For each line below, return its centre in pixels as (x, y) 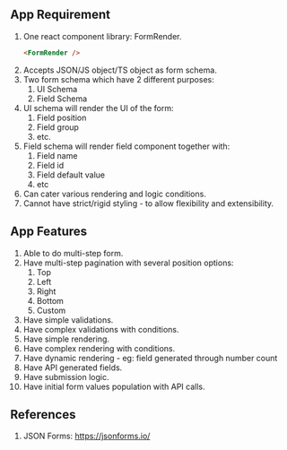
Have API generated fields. (73, 368)
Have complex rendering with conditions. (99, 348)
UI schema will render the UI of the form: (98, 108)
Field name (57, 155)
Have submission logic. (66, 376)
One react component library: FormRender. (102, 36)
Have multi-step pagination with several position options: (128, 263)
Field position (61, 117)
